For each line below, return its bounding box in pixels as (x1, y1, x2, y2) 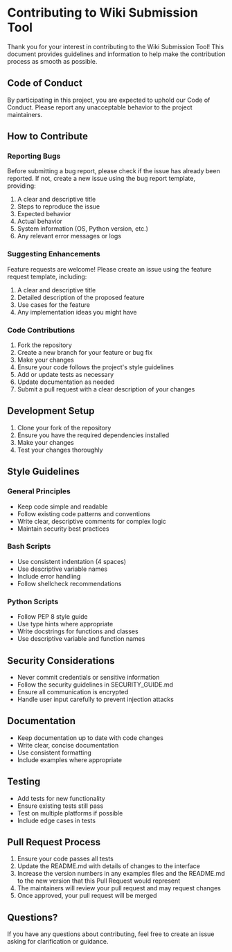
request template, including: (7, 272, 87, 281)
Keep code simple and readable (17, 502, 109, 511)
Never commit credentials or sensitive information (17, 673, 160, 681)
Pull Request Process (7, 836, 101, 848)
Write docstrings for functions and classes (17, 627, 139, 635)
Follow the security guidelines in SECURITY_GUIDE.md (17, 680, 174, 689)
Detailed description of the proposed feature (17, 293, 145, 301)
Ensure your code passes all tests (17, 854, 114, 863)
